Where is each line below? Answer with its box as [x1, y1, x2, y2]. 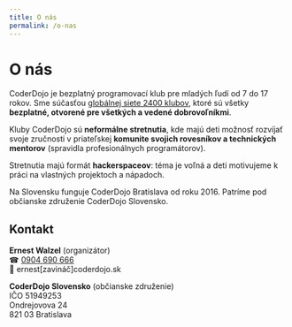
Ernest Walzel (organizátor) [9, 245, 111, 256]
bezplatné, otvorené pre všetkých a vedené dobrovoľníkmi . [9, 107, 232, 118]
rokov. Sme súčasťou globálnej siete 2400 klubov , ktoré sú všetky [9, 98, 250, 109]
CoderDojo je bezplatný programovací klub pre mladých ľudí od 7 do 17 [9, 88, 268, 99]
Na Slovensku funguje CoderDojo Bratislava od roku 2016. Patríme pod [9, 186, 267, 197]
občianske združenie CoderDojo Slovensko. [9, 196, 169, 207]
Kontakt [9, 222, 55, 237]
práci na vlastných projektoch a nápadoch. [9, 170, 165, 180]
